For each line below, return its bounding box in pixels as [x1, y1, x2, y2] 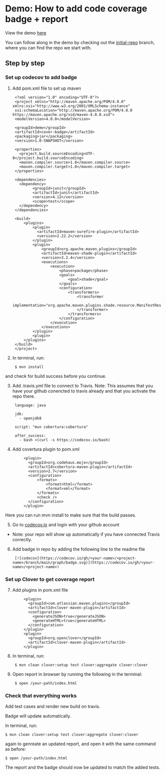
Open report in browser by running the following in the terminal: [12, 671, 143, 677]
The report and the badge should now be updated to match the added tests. [5, 765, 161, 771]
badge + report [5, 13, 68, 25]
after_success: [14, 433, 46, 438]
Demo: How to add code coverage [5, 3, 148, 14]
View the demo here [5, 30, 47, 36]
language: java [14, 403, 46, 408]
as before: [5, 746, 26, 752]
